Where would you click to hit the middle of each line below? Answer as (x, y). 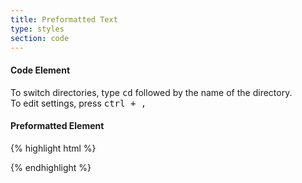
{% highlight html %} (53, 148)
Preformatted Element (57, 126)
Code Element (40, 70)
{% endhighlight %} (51, 167)
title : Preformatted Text (64, 19)
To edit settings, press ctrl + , (78, 103)
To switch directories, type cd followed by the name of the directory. (151, 92)
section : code (40, 38)
